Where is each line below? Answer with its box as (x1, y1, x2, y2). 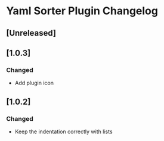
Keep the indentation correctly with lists (14, 128, 113, 135)
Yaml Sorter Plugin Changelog (6, 4, 158, 18)
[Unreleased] (6, 28, 57, 38)
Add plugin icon (14, 79, 54, 87)
